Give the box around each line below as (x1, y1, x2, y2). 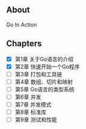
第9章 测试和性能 (14, 116, 57, 124)
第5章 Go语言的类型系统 (14, 85, 75, 93)
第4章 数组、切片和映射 (14, 78, 73, 85)
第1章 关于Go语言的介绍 (14, 55, 74, 62)
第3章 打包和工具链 (14, 70, 63, 78)
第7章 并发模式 (14, 101, 52, 108)
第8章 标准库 (14, 108, 47, 116)
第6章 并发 (14, 93, 41, 101)
